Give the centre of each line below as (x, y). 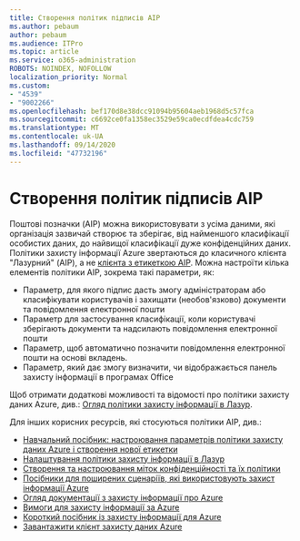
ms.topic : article (44, 52)
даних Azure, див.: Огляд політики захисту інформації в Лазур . (131, 404)
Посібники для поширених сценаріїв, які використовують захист (149, 478)
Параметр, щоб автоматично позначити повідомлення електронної (154, 348)
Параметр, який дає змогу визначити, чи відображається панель (150, 367)
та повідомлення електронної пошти (94, 309)
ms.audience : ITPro (46, 43)
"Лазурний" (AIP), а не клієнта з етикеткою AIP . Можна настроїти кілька (149, 262)
